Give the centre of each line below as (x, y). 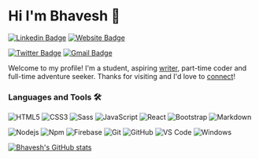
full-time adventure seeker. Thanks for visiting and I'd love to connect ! (122, 76)
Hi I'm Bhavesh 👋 (64, 16)
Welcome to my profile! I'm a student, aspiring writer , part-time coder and (128, 68)
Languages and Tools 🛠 (55, 97)
